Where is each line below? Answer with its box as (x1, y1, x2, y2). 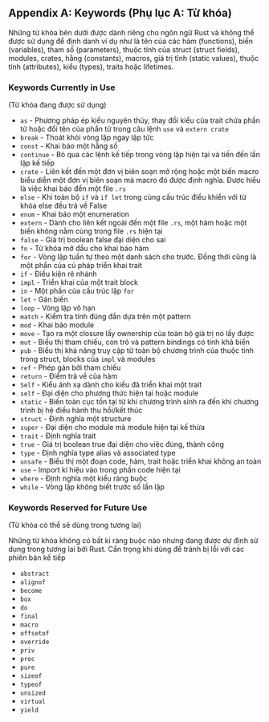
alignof (19, 578, 46, 586)
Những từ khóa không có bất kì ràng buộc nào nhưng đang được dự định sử (8, 536, 259, 546)
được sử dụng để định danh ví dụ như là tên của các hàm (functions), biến (8, 36, 254, 46)
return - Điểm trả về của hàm (19, 371, 118, 381)
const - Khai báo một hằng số (19, 141, 118, 151)
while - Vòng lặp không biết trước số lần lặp (19, 482, 165, 492)
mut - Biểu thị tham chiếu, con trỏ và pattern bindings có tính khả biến (19, 337, 251, 347)
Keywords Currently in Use (8, 82, 116, 93)
